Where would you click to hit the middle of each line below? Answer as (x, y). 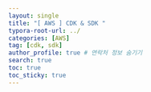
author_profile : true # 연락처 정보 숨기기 (75, 53)
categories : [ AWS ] (39, 38)
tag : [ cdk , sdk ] (35, 46)
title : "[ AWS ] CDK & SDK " (57, 23)
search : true (30, 61)
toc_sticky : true (37, 75)
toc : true (25, 68)
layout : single (34, 16)
